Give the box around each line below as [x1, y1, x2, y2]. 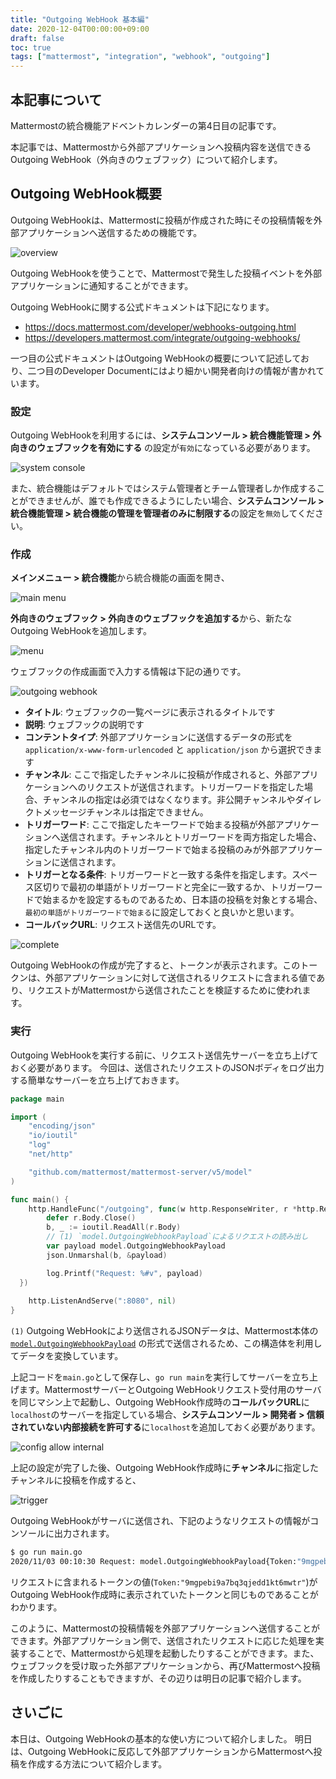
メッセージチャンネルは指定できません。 [42, 806, 209, 818]
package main [10, 1094, 65, 1104]
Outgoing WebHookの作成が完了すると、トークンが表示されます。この [10, 959, 301, 971]
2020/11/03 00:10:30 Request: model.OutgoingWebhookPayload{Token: [10, 1557, 298, 1567]
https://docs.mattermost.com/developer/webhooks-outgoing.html [24, 321, 297, 333]
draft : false [10, 33, 65, 43]
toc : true [10, 42, 52, 53]
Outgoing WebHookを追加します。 [10, 625, 152, 637]
